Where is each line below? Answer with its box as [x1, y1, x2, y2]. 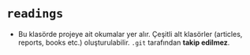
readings [6, 6, 64, 21]
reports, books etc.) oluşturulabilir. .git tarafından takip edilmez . [17, 38, 230, 47]
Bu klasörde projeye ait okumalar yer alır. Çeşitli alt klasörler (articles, [17, 29, 243, 38]
